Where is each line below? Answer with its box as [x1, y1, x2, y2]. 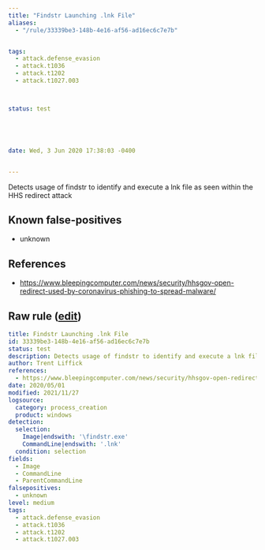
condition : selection [15, 447, 87, 455]
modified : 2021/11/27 [8, 388, 80, 397]
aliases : [8, 19, 37, 27]
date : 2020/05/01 [8, 382, 65, 390]
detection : [8, 418, 44, 426]
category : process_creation [15, 403, 108, 411]
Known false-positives [8, 213, 122, 226]
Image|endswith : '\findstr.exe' [22, 433, 129, 441]
